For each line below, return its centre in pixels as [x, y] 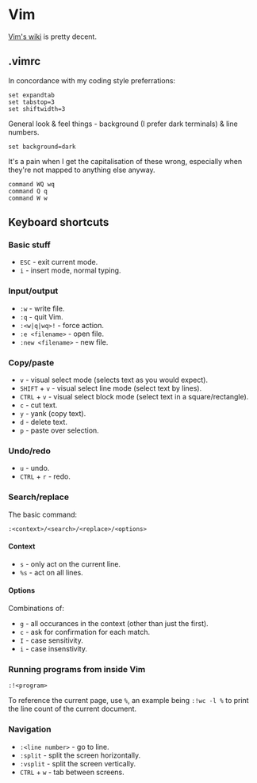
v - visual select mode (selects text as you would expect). [114, 380]
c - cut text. [38, 405]
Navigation [30, 729]
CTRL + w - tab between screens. [72, 772]
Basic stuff [30, 245]
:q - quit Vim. [41, 317]
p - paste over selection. [59, 430]
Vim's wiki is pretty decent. [53, 36]
